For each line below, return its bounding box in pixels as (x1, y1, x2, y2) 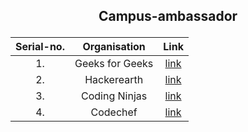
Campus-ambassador (98, 8, 238, 25)
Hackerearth (84, 73, 144, 87)
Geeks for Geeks (74, 57, 154, 71)
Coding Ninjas (81, 89, 148, 103)
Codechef (90, 105, 138, 119)
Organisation (82, 40, 146, 54)
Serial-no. (15, 40, 65, 54)
